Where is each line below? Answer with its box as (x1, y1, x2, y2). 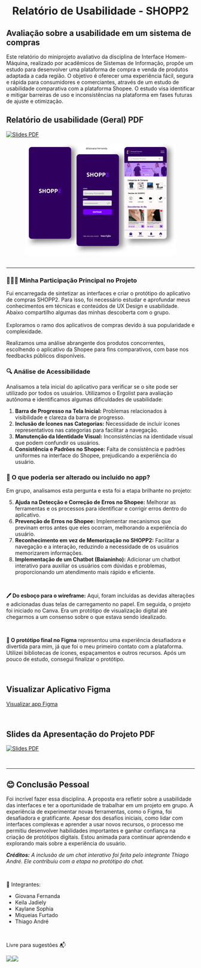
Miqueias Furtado (14, 912, 59, 919)
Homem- (165, 53, 187, 60)
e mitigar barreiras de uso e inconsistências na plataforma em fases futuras (6, 91, 193, 98)
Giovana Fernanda (14, 893, 60, 900)
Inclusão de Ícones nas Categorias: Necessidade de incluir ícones (14, 420, 181, 427)
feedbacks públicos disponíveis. (6, 352, 86, 359)
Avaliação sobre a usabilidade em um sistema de (6, 28, 191, 38)
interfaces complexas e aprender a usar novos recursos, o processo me (6, 821, 184, 828)
